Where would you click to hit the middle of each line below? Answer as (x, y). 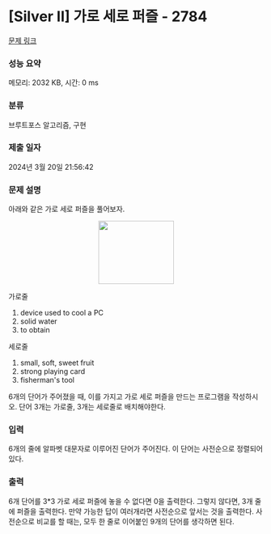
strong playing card (53, 371)
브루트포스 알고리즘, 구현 (47, 125)
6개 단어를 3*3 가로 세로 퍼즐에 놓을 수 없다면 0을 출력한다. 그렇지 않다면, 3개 (131, 501)
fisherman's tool (47, 380)
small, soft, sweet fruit (57, 363)
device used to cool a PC (61, 313)
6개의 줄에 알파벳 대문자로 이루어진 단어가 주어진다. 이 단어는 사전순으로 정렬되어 (135, 449)
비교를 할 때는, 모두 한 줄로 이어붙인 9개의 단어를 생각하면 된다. (135, 521)
